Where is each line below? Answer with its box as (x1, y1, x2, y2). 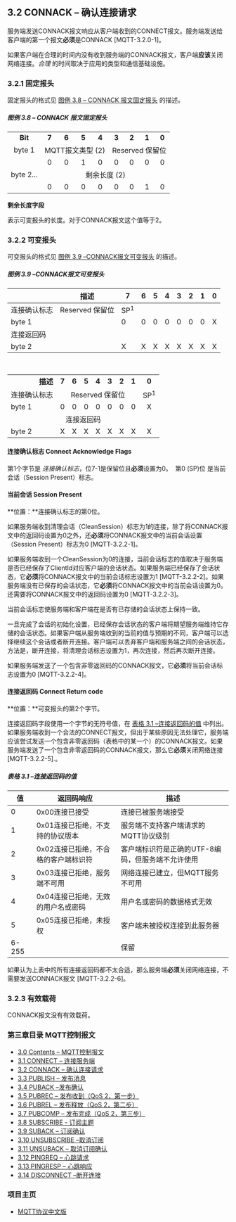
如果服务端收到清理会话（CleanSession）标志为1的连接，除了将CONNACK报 (7, 522, 228, 530)
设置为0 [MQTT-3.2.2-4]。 (13, 670, 91, 678)
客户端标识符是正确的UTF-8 (120, 844, 214, 853)
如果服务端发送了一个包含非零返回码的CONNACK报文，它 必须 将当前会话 (7, 661, 217, 670)
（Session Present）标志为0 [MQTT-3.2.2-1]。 (7, 540, 142, 548)
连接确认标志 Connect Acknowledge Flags (7, 447, 132, 455)
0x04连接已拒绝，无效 (36, 891, 111, 901)
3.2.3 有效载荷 (7, 993, 56, 1003)
